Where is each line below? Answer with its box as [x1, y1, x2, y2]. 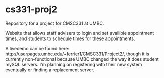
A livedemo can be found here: [5, 45, 70, 51]
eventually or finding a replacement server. [5, 67, 94, 73]
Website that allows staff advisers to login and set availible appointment [5, 30, 154, 36]
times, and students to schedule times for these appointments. [5, 35, 135, 42]
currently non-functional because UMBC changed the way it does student [5, 56, 159, 62]
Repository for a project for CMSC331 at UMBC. [5, 20, 104, 26]
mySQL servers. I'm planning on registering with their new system [5, 61, 142, 67]
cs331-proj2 [5, 4, 58, 15]
